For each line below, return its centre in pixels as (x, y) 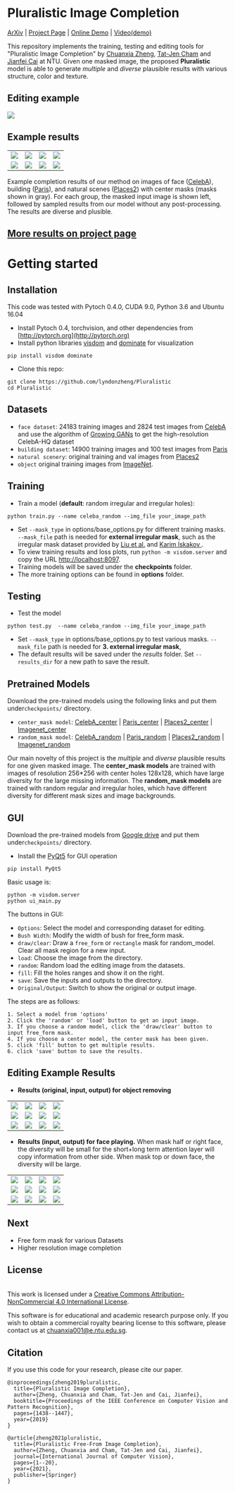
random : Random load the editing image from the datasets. (101, 966)
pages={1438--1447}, (44, 1413)
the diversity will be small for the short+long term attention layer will (116, 1149)
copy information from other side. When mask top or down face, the (116, 1156)
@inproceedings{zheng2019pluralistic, (64, 1383)
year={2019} (31, 1420)
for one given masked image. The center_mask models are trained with (112, 766)
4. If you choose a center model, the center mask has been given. (108, 1039)
